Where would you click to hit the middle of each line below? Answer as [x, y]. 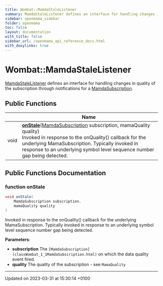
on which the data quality [123, 254]
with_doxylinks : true [27, 46]
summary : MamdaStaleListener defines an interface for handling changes [80, 14]
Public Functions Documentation [56, 173]
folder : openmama [23, 23]
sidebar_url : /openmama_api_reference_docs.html [55, 41]
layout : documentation [28, 32]
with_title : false [24, 37]
